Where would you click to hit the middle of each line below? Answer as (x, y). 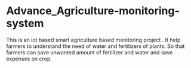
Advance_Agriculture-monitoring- (93, 11)
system (25, 23)
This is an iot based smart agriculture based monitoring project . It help (93, 40)
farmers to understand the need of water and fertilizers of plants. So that (95, 46)
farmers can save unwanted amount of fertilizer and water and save (90, 52)
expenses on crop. (29, 59)
